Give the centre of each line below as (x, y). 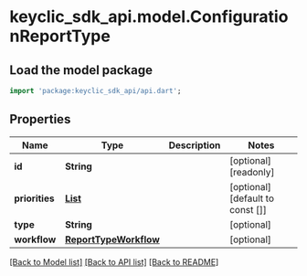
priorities (34, 198)
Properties (40, 119)
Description (195, 145)
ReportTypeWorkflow (112, 239)
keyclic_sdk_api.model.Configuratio (149, 17)
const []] (249, 209)
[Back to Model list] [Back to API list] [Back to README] (114, 261)
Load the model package (81, 70)
